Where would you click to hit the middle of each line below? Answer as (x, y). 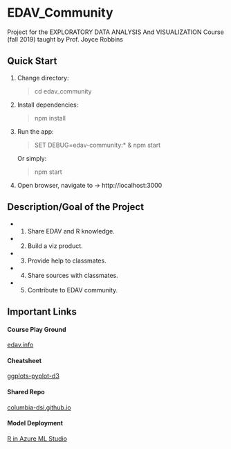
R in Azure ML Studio (37, 439)
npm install (50, 118)
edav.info (20, 345)
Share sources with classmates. (73, 275)
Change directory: (43, 78)
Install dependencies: (48, 105)
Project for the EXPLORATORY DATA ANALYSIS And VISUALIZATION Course (116, 32)
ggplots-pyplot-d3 (34, 376)
